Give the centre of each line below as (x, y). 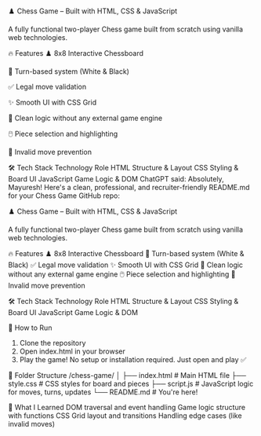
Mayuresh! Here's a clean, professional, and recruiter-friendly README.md (129, 187)
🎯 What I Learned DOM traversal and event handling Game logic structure (127, 407)
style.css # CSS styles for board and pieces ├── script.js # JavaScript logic (131, 384)
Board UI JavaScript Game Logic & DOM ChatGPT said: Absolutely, (116, 179)
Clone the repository (53, 343)
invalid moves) (32, 424)
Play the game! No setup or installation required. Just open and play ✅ (133, 359)
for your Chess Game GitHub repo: (64, 196)
